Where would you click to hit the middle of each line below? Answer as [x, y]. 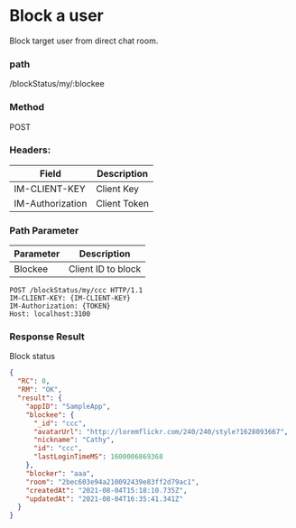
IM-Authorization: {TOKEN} [60, 306]
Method [27, 107]
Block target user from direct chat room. [84, 41]
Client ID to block [105, 269]
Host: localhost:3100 [50, 314]
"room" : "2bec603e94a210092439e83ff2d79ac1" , [113, 482]
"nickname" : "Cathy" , [74, 440]
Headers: [30, 150]
